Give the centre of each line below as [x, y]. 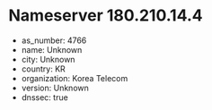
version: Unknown [55, 88]
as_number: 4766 [54, 40]
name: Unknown [52, 49]
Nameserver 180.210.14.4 [106, 16]
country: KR [44, 69]
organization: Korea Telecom [75, 78]
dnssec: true [44, 97]
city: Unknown [48, 59]
